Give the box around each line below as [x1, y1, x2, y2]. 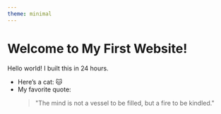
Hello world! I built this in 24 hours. [7, 64, 109, 72]
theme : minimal [7, 10, 52, 18]
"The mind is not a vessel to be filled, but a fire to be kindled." [35, 99, 215, 107]
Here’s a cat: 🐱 [17, 77, 63, 86]
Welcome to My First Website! [7, 40, 188, 56]
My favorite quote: [17, 85, 72, 94]
